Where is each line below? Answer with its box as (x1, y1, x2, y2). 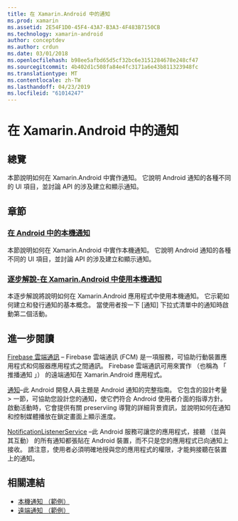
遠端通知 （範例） (17, 506, 70, 515)
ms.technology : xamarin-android (7, 30, 103, 38)
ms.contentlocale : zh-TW (7, 76, 81, 84)
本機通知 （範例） (17, 497, 70, 505)
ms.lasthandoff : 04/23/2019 (7, 83, 91, 90)
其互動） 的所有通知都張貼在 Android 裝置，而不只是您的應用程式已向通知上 (7, 436, 229, 445)
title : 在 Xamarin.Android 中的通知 (7, 10, 111, 18)
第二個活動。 (13, 310, 51, 318)
